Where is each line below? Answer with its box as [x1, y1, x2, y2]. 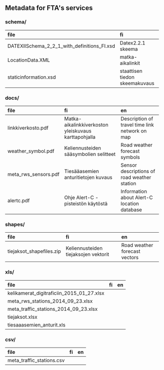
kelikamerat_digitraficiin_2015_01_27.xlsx [7, 289, 104, 296]
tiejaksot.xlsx [7, 313, 38, 320]
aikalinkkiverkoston [64, 121, 109, 128]
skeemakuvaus [120, 80, 155, 87]
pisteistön [64, 200, 87, 207]
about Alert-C [120, 194, 153, 201]
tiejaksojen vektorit [65, 251, 109, 258]
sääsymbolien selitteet [64, 151, 116, 157]
